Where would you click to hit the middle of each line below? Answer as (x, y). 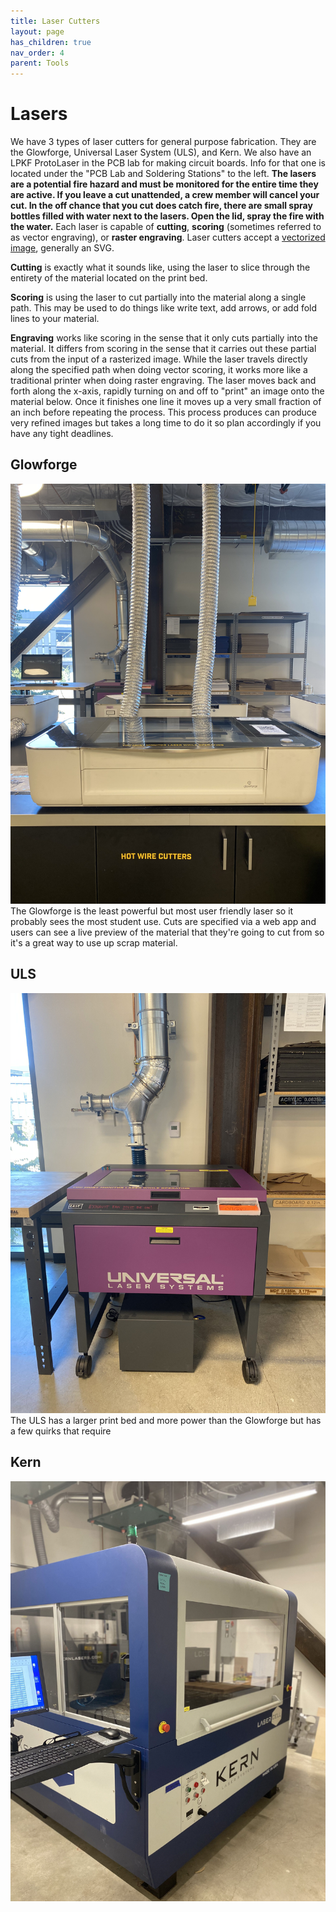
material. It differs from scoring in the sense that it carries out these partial (163, 349)
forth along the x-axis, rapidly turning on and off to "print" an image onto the (167, 391)
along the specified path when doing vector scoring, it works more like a (159, 370)
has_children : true (51, 42)
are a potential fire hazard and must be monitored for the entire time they (164, 184)
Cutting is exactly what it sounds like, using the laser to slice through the (160, 267)
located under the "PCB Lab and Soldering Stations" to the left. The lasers (163, 174)
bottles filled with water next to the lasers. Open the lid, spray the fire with (167, 216)
